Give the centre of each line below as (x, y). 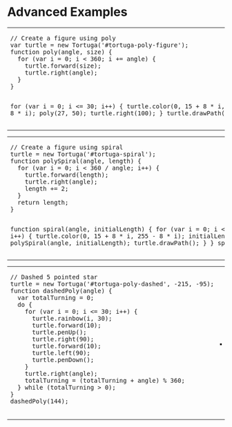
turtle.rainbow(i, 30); (72, 319)
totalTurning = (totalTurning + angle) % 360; (105, 381)
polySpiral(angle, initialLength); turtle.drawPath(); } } (112, 243)
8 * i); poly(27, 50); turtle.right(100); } (87, 113)
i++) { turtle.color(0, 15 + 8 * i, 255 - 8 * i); (97, 236)
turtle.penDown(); (63, 360)
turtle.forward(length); (67, 175)
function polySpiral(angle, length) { (76, 161)
